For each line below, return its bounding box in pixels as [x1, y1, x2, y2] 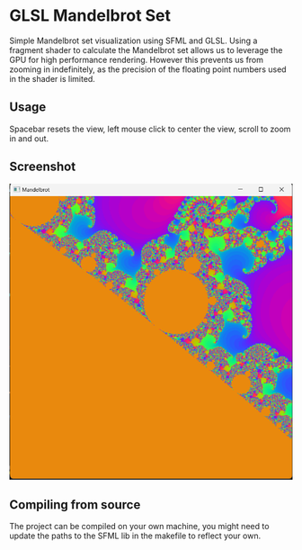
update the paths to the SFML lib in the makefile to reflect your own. [9, 530, 262, 541]
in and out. [9, 132, 49, 144]
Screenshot [9, 159, 76, 175]
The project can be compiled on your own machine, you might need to [9, 521, 270, 532]
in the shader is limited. [9, 73, 96, 84]
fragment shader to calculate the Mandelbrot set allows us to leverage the [9, 44, 283, 55]
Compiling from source [9, 497, 141, 512]
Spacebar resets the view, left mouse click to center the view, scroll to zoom [9, 123, 291, 134]
